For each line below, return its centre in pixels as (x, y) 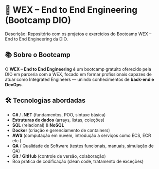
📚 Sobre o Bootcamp (38, 55)
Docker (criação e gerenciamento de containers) (61, 130)
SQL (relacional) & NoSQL (38, 125)
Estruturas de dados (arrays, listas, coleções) (58, 120)
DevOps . (14, 84)
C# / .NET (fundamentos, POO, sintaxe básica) (59, 114)
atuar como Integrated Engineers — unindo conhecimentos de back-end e (79, 79)
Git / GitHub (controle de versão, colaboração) (59, 156)
